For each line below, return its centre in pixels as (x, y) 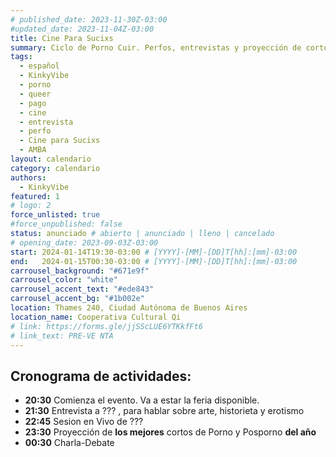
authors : (28, 177)
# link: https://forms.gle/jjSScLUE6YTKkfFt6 (106, 326)
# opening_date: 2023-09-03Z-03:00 (84, 242)
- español (39, 66)
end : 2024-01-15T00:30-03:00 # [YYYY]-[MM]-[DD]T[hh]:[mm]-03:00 (154, 261)
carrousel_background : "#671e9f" (80, 271)
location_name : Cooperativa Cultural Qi (96, 317)
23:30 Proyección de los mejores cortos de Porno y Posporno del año (170, 432)
